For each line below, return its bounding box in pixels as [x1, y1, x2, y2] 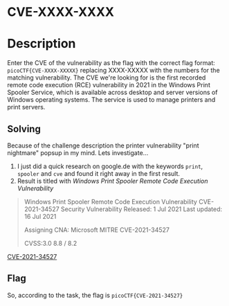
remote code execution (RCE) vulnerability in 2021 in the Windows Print [7, 81, 211, 89]
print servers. [7, 103, 46, 111]
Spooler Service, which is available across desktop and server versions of [7, 88, 218, 97]
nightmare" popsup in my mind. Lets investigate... [7, 148, 149, 156]
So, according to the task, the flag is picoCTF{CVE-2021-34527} [7, 291, 183, 299]
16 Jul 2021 [24, 212, 57, 220]
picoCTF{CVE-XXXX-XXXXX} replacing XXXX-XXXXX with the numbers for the [7, 66, 220, 75]
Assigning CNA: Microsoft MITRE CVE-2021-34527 [24, 226, 170, 234]
